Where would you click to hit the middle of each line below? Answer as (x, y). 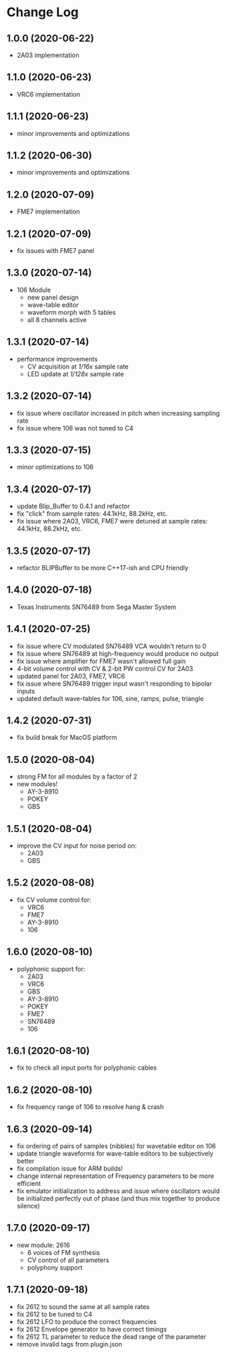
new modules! (37, 784)
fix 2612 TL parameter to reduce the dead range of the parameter (111, 1337)
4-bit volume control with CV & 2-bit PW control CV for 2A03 (105, 668)
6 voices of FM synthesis (64, 1252)
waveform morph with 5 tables (72, 312)
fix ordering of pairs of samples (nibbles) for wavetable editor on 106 (116, 1146)
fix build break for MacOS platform (67, 738)
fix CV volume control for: (54, 900)
